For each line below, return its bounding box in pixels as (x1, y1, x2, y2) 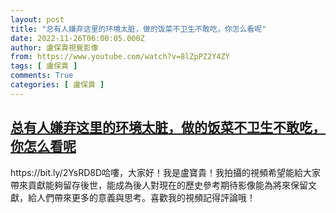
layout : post (10, 14, 65, 25)
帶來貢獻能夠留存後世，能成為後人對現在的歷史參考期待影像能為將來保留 (10, 179, 308, 191)
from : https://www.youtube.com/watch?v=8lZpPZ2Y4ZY (10, 52, 230, 62)
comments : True (10, 71, 74, 81)
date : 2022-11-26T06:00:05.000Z (10, 33, 145, 43)
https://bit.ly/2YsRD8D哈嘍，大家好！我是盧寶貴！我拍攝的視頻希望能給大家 (10, 166, 322, 178)
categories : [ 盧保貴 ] (10, 80, 105, 90)
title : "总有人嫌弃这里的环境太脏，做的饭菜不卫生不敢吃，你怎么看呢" (10, 24, 267, 34)
